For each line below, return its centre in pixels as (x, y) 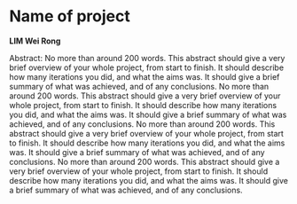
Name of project (70, 16)
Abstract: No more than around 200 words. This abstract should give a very (147, 58)
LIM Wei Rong (35, 41)
